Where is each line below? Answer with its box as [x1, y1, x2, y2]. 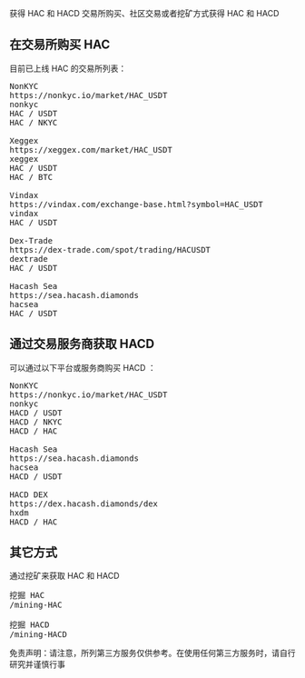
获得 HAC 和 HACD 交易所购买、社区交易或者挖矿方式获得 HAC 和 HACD [9, 8, 280, 18]
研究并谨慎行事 [9, 659, 65, 670]
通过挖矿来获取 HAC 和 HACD [9, 571, 120, 582]
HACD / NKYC [9, 416, 63, 427]
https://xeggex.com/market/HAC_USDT [9, 145, 172, 155]
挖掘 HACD [9, 620, 50, 630]
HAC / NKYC [9, 117, 58, 127]
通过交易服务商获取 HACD [9, 336, 155, 352]
